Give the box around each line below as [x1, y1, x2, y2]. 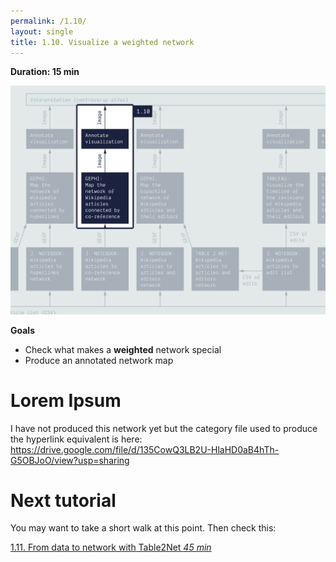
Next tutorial [10, 489, 117, 512]
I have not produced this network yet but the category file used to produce [10, 422, 318, 434]
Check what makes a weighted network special [24, 343, 222, 355]
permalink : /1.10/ [10, 16, 87, 26]
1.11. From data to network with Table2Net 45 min [10, 541, 212, 554]
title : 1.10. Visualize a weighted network [10, 37, 195, 47]
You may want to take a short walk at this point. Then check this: [10, 522, 277, 534]
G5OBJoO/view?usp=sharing [10, 454, 130, 466]
